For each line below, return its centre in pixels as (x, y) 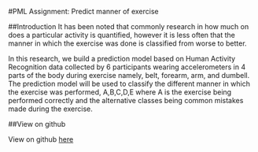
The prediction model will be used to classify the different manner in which (129, 83)
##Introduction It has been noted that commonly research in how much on (129, 26)
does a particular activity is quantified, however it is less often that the (122, 35)
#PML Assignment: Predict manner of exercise (83, 11)
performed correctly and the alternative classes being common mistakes (126, 100)
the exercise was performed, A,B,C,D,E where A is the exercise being (120, 92)
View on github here (41, 139)
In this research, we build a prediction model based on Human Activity (122, 59)
